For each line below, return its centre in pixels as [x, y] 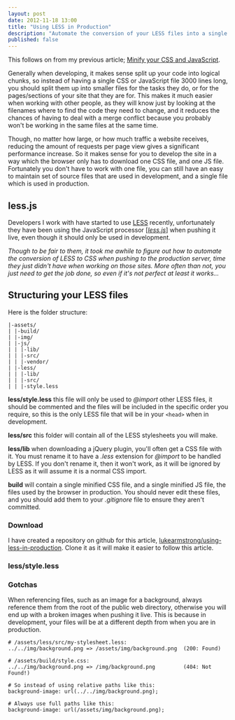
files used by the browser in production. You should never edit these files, [114, 492]
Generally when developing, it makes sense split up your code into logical [114, 74]
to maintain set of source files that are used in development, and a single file [118, 176]
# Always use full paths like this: [61, 704]
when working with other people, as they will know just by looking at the [112, 103]
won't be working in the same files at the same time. [83, 125]
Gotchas [23, 584]
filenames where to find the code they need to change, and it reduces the [114, 111]
